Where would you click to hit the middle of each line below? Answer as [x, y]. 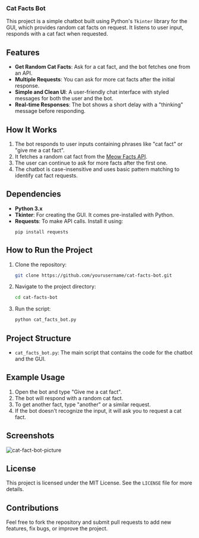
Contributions [32, 508]
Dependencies [34, 194]
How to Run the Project [50, 250]
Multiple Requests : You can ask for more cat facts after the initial [95, 80]
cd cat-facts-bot [36, 298]
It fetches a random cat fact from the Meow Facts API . [81, 156]
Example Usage [36, 377]
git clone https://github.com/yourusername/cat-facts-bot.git [93, 275]
